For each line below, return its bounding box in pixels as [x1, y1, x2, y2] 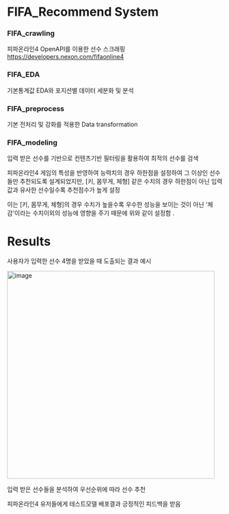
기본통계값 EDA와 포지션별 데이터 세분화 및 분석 [7, 86, 135, 95]
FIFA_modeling [7, 138, 58, 147]
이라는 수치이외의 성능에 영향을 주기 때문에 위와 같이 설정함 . [14, 209, 175, 217]
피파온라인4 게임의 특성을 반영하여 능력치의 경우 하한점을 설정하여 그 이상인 [7, 169, 208, 177]
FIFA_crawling [7, 29, 55, 38]
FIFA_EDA [7, 70, 40, 79]
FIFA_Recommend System [7, 4, 159, 20]
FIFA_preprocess [7, 103, 65, 113]
